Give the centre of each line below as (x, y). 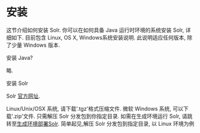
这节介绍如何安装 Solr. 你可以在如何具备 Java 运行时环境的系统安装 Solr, (95, 30)
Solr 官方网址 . (23, 96)
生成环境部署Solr (38, 123)
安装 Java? (20, 58)
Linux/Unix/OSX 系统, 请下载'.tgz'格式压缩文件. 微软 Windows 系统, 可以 (95, 108)
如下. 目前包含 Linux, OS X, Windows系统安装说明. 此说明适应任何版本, (98, 37)
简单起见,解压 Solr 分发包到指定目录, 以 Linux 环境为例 (128, 123)
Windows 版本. (41, 45)
